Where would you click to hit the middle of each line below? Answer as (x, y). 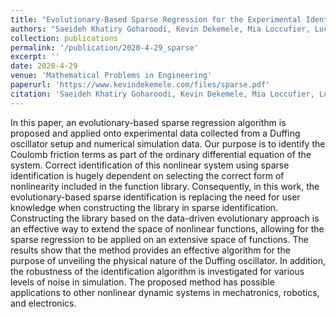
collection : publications (64, 38)
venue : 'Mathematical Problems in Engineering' (111, 76)
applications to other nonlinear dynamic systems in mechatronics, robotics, (165, 292)
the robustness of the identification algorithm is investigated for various (157, 271)
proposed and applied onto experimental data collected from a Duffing (155, 133)
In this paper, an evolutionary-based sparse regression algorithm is (148, 122)
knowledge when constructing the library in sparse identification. (144, 207)
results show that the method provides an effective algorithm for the (150, 250)
